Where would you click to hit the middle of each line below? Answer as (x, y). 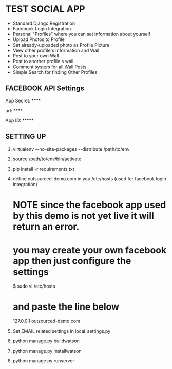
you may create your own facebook (90, 250)
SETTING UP (26, 137)
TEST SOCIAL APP (45, 9)
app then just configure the (72, 261)
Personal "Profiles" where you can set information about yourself (82, 34)
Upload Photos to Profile (39, 39)
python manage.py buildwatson (46, 341)
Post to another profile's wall (43, 61)
